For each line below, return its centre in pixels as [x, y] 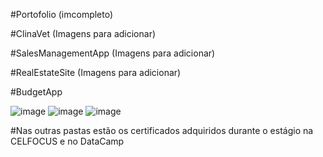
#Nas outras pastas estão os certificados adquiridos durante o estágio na [162, 130]
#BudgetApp [36, 92]
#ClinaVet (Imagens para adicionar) [83, 33]
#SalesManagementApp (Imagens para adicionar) [113, 53]
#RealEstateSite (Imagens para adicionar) [96, 72]
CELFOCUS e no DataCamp [67, 141]
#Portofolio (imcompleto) [62, 14]
